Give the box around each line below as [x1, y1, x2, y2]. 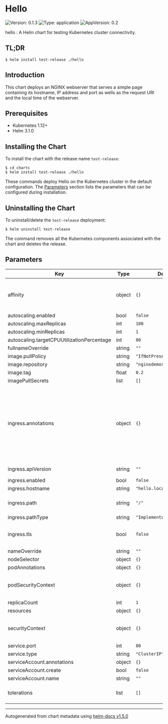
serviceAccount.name [7, 675, 59, 682]
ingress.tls [7, 530, 32, 537]
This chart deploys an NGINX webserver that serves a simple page [5, 84, 142, 90]
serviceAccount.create [7, 666, 61, 673]
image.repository [7, 360, 48, 368]
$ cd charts [5, 165, 30, 170]
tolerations [7, 689, 33, 696]
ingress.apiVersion [7, 465, 51, 472]
